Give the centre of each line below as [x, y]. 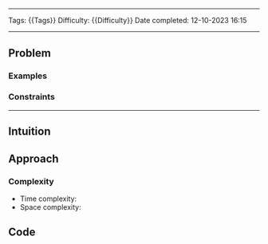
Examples [28, 76]
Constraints [32, 97]
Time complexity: [48, 199]
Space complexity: [50, 207]
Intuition [30, 132]
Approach [33, 158]
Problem [30, 53]
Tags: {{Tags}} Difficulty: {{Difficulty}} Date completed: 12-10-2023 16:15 [128, 21]
